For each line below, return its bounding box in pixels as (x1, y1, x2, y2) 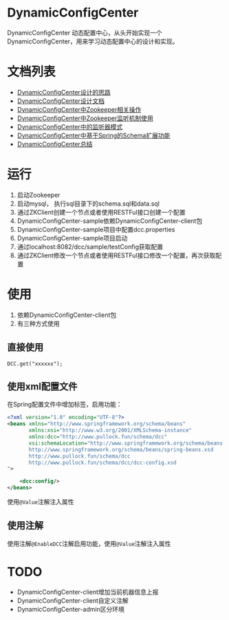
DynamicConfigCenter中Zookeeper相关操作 (17, 105, 142, 113)
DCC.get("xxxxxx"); (7, 360, 63, 367)
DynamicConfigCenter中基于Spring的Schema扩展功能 (17, 131, 171, 139)
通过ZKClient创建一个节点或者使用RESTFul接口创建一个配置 (17, 208, 186, 216)
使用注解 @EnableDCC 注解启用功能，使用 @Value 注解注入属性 (7, 539, 171, 548)
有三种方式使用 (17, 319, 60, 327)
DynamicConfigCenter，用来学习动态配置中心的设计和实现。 (7, 37, 179, 46)
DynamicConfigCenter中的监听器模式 (17, 122, 123, 130)
